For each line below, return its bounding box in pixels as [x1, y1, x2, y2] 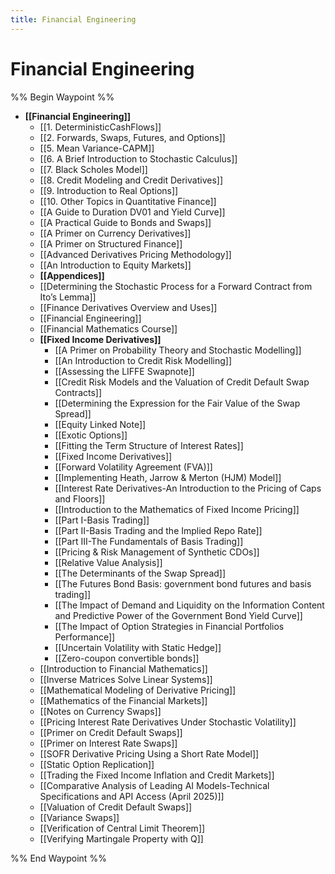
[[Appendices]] [39, 269, 105, 281]
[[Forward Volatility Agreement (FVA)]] [54, 461, 213, 473]
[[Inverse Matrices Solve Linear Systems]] [39, 673, 213, 685]
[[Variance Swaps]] [39, 811, 120, 823]
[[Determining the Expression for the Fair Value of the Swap [54, 397, 301, 409]
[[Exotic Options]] [54, 429, 128, 441]
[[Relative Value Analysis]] [54, 556, 163, 568]
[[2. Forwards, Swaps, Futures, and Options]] [39, 131, 226, 143]
